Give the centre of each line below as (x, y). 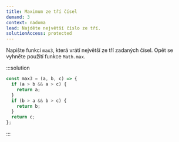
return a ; (29, 90)
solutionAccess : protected (39, 34)
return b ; (29, 106)
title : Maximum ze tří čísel (42, 11)
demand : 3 (18, 17)
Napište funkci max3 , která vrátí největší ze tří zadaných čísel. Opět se (90, 50)
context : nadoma (26, 22)
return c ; (23, 117)
